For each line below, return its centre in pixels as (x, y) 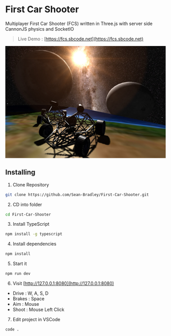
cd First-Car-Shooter (28, 214)
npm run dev (18, 274)
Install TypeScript (31, 224)
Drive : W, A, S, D (31, 293)
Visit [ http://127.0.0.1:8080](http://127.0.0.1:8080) (63, 283)
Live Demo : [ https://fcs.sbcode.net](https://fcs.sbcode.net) (80, 39)
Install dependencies (35, 244)
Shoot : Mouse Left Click (38, 309)
